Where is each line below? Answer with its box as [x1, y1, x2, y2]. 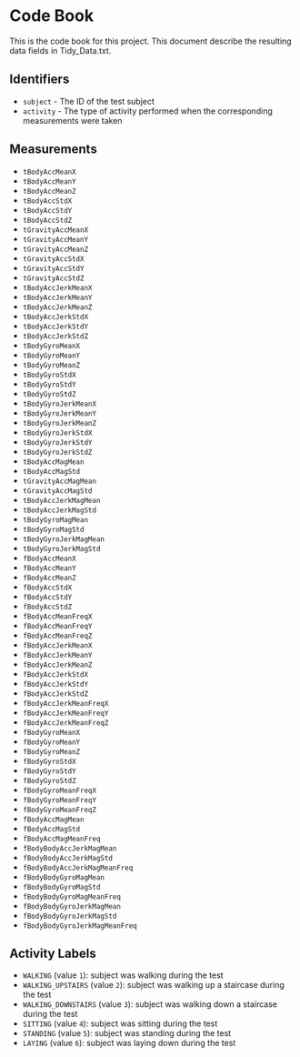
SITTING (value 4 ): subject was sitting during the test [22, 1018, 218, 1029]
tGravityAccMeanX [22, 225, 89, 235]
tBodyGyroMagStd [22, 525, 85, 534]
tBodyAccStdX [22, 196, 73, 206]
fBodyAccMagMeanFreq [22, 834, 101, 843]
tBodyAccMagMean [22, 457, 85, 467]
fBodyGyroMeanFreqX [22, 786, 97, 795]
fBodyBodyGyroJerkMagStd [22, 911, 117, 921]
